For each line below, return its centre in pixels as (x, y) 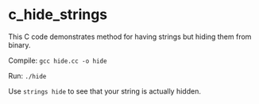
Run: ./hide (27, 75)
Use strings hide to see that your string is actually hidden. (104, 91)
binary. (19, 44)
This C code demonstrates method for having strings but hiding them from (130, 37)
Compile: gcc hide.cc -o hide (58, 60)
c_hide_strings (58, 15)
